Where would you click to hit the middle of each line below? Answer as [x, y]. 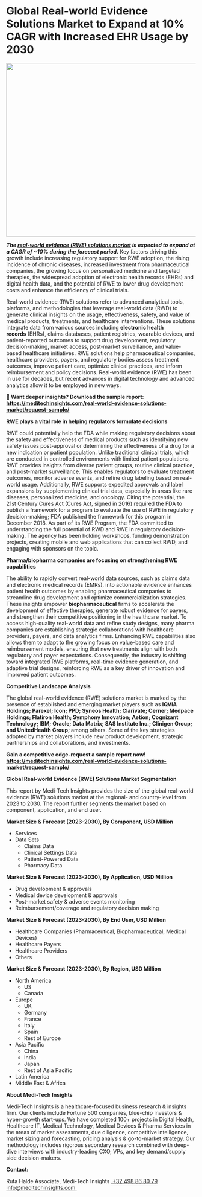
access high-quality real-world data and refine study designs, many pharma [100, 623]
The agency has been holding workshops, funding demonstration [108, 535]
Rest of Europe [42, 1038]
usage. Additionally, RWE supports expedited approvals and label [102, 484]
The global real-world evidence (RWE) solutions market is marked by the [96, 698]
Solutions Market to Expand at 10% [96, 24]
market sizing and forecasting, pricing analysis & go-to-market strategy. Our [101, 1138]
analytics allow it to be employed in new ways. [64, 385]
